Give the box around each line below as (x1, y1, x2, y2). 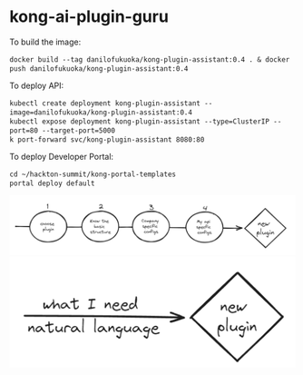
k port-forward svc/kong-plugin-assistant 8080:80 (9, 134, 205, 144)
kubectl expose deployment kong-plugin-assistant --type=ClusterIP (9, 116, 270, 126)
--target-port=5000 (42, 125, 116, 135)
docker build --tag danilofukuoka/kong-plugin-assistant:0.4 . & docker (9, 54, 290, 64)
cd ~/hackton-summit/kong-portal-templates (9, 170, 177, 179)
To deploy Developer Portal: (9, 151, 114, 162)
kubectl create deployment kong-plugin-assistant (9, 98, 201, 108)
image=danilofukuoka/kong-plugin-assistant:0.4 (9, 107, 193, 117)
